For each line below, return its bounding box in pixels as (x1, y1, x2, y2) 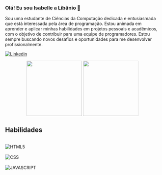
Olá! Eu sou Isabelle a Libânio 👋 (5, 4, 81, 11)
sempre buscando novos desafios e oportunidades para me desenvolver (5, 36, 152, 42)
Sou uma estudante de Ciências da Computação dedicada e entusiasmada (5, 16, 156, 22)
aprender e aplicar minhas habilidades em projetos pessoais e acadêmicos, (5, 26, 158, 32)
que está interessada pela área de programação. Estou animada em (5, 21, 142, 26)
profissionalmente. (5, 42, 43, 48)
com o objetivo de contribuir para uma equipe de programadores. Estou (5, 31, 150, 37)
